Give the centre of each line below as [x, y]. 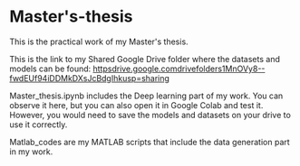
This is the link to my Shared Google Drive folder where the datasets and [145, 59]
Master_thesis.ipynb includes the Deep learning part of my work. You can [146, 96]
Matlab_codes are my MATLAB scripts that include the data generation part [150, 142]
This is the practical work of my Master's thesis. [99, 41]
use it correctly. [39, 124]
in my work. [31, 152]
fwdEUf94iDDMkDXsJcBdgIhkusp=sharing [90, 78]
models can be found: [50, 69]
